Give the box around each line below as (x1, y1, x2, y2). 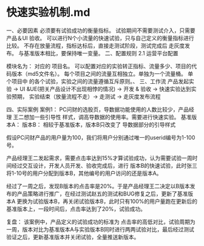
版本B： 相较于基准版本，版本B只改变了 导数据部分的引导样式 (22, 121, 176, 128)
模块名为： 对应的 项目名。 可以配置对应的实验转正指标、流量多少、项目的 (6, 62, 192, 70)
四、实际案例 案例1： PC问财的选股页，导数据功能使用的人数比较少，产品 (6, 106, 189, 113)
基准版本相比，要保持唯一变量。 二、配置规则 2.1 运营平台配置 (23, 49, 178, 56)
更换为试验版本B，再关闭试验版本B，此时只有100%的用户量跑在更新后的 (16, 197, 198, 205)
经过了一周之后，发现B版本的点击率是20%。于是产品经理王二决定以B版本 (6, 182, 190, 190)
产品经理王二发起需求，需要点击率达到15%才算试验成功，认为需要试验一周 (6, 154, 192, 162)
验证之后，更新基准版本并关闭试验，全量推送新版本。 (6, 233, 140, 241)
